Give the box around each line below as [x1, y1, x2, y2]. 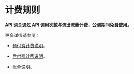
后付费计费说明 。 [12, 53, 48, 59]
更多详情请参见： [5, 32, 40, 38]
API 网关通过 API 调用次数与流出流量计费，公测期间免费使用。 [5, 22, 132, 28]
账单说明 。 [12, 64, 35, 70]
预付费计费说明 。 [12, 42, 48, 48]
